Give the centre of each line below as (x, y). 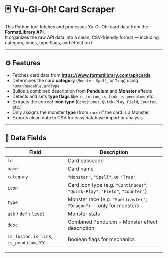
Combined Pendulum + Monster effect (113, 222)
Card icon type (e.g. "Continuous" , (108, 185)
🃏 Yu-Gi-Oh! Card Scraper (60, 9)
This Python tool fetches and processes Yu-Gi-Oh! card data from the (77, 26)
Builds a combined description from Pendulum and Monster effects (82, 91)
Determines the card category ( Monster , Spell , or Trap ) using (75, 80)
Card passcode (86, 160)
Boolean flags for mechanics (102, 239)
